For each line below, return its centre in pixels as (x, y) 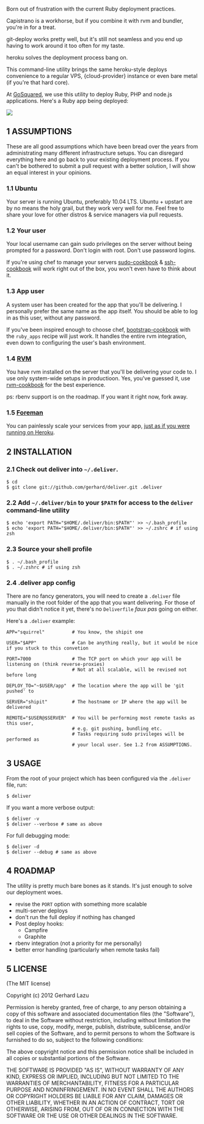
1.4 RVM (19, 358)
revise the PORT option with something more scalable (81, 904)
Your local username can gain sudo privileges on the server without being (99, 244)
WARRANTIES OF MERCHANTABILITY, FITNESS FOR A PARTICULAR (93, 1083)
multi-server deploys (42, 911)
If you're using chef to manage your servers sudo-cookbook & (85, 262)
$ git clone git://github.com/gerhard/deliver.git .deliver (85, 487)
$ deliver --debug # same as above (52, 852)
